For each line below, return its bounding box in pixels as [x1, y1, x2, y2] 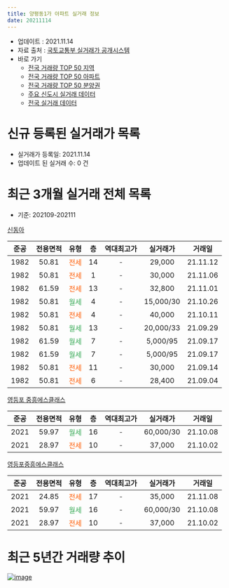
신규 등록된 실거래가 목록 [7, 126, 141, 141]
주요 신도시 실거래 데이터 [27, 89, 96, 98]
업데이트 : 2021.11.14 [17, 37, 74, 46]
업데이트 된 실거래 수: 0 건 [17, 159, 89, 167]
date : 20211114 [7, 17, 52, 24]
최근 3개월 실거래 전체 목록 [7, 186, 151, 202]
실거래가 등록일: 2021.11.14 [17, 150, 91, 159]
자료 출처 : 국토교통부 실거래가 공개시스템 [17, 46, 130, 54]
